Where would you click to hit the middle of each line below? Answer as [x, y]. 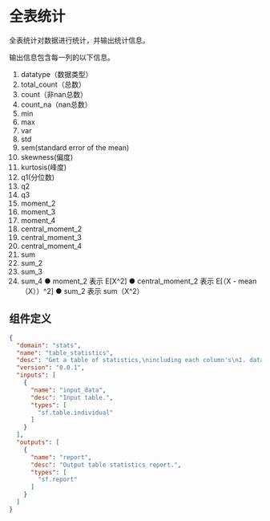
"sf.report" [58, 480]
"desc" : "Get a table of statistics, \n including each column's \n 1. [131, 360]
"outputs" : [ [38, 442]
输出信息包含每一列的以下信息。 [62, 57]
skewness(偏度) [47, 157]
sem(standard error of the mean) [75, 147]
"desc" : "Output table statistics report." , [106, 465]
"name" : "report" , [61, 457]
